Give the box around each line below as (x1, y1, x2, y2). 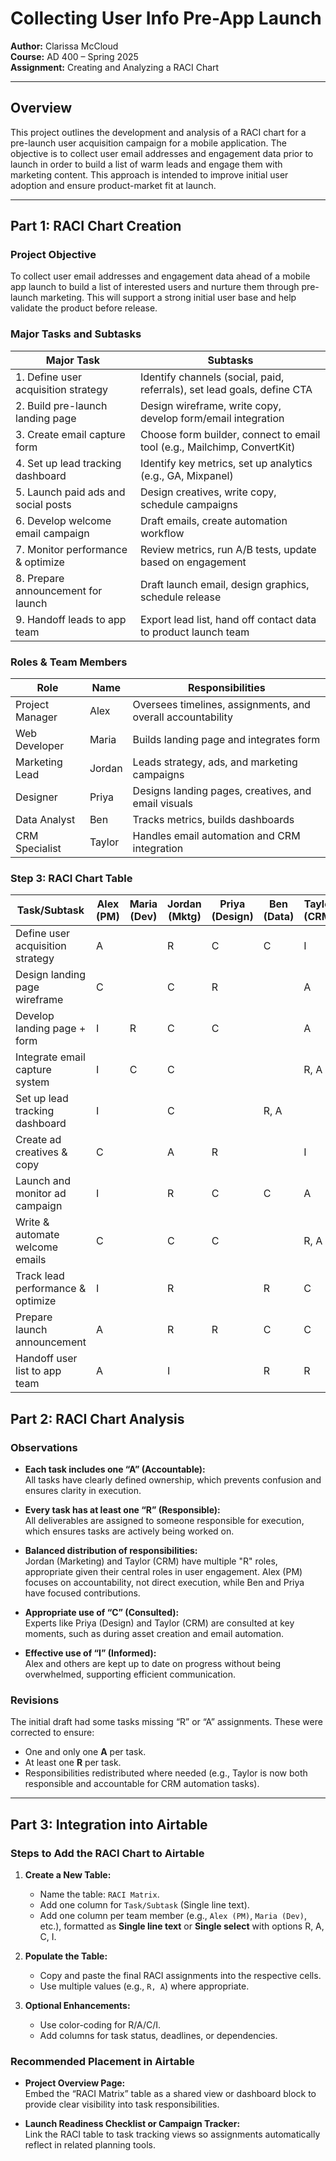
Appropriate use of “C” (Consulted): (24, 1607, 180, 1619)
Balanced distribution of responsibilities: (24, 1545, 198, 1557)
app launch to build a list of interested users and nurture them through (10, 281, 300, 293)
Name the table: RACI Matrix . (39, 1888, 160, 1900)
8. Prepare (15, 571, 65, 585)
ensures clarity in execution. (24, 1485, 142, 1497)
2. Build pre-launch (15, 398, 108, 412)
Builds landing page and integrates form (132, 733, 321, 747)
